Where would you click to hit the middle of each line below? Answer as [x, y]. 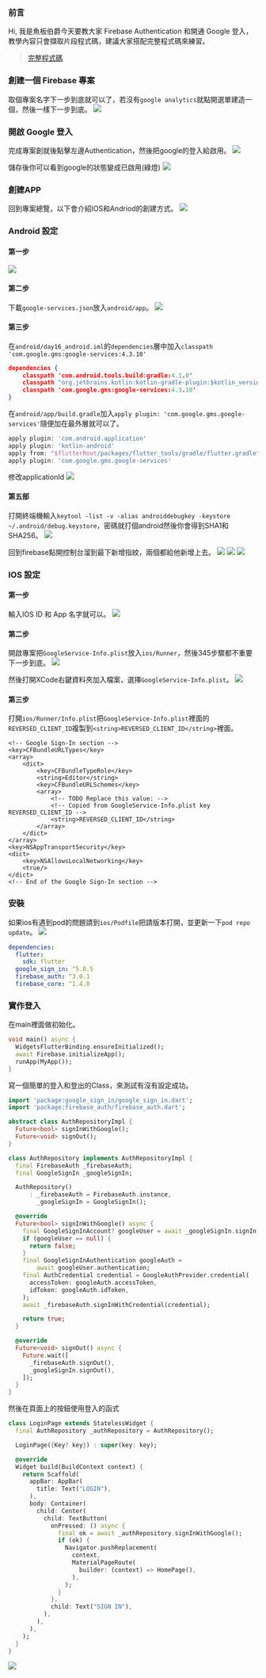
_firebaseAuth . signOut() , [72, 1363]
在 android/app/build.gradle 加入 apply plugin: [84, 414]
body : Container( [58, 1504]
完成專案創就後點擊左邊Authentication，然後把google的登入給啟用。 [120, 150]
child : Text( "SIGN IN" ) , [91, 1607]
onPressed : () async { [88, 1526]
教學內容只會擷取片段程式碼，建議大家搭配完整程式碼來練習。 [109, 41]
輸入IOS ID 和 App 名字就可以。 [59, 614]
